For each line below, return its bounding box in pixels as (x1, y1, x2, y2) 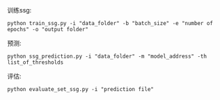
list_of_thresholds (7, 59, 64, 66)
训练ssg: (7, 6, 32, 14)
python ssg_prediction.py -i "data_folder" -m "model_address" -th (7, 53, 207, 60)
